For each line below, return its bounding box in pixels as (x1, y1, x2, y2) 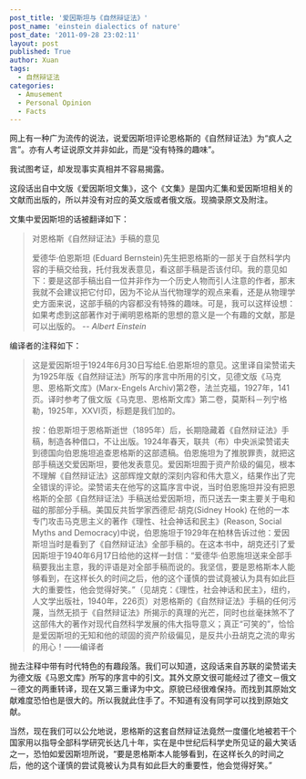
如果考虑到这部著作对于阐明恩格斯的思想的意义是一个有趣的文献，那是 (31, 309, 296, 320)
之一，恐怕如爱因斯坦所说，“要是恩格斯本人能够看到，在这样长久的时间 (9, 749, 277, 760)
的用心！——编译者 (31, 641, 105, 652)
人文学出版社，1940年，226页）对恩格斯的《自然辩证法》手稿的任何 (31, 596, 289, 607)
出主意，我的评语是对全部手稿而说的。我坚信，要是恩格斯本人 (56, 562, 288, 573)
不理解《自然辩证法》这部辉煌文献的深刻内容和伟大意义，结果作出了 (31, 471, 288, 482)
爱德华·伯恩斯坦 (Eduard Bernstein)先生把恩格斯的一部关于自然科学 (31, 253, 283, 264)
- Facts (17, 107, 47, 116)
